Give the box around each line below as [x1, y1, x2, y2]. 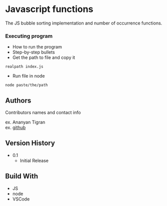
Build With [5, 172, 38, 180]
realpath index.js [5, 64, 43, 69]
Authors [5, 96, 31, 104]
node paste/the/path [5, 82, 48, 88]
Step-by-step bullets [12, 49, 55, 55]
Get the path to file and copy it [12, 54, 75, 60]
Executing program [5, 32, 53, 39]
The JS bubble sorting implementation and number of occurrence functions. [5, 20, 162, 26]
